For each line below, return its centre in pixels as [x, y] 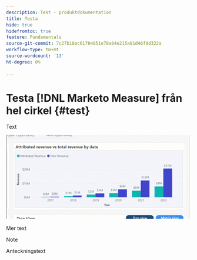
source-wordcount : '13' [35, 56]
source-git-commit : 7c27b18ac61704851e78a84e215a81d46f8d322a [84, 44]
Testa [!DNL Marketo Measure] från [94, 98]
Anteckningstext [26, 251]
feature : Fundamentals [34, 37]
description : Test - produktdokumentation [59, 12]
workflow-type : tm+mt [33, 50]
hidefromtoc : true [29, 31]
